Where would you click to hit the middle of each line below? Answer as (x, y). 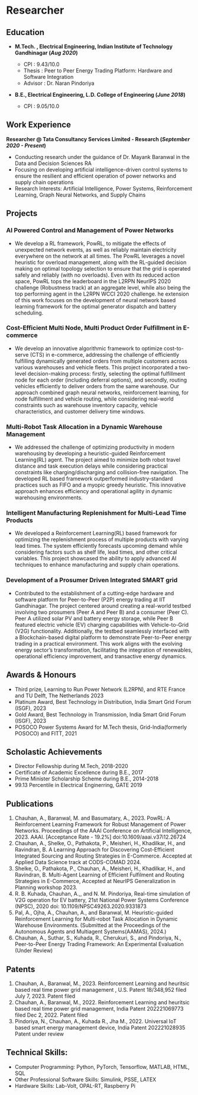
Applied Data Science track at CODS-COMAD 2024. (78, 862)
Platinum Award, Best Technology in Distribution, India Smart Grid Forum (103, 702)
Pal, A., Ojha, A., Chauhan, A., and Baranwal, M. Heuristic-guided (94, 913)
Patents (21, 969)
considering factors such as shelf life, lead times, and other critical (96, 552)
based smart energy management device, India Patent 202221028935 (100, 1027)
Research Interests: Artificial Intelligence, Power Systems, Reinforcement (103, 188)
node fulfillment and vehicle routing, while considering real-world (94, 399)
